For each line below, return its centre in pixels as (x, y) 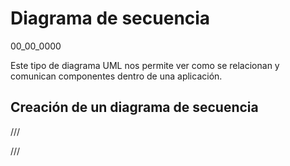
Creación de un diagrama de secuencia (134, 107)
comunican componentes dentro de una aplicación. (116, 76)
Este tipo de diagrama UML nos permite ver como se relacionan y (145, 65)
